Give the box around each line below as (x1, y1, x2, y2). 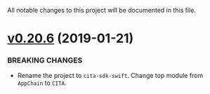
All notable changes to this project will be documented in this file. (7, 6, 197, 14)
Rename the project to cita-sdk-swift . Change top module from (17, 72, 204, 80)
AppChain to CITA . (17, 79, 67, 87)
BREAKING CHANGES (7, 55, 83, 65)
